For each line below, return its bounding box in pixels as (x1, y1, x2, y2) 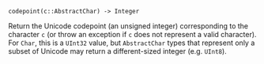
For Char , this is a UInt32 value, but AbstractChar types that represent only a (8, 38, 255, 47)
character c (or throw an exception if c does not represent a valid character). (8, 30, 257, 39)
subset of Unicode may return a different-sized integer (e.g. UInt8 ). (8, 47, 227, 55)
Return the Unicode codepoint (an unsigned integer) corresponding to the (8, 21, 249, 31)
